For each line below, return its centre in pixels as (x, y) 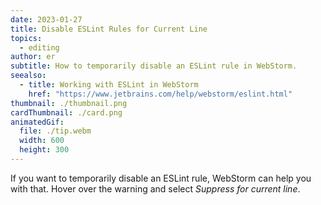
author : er (33, 57)
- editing (39, 47)
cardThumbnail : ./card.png (66, 112)
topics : (26, 38)
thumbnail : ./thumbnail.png (69, 103)
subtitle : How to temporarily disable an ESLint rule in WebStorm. (154, 66)
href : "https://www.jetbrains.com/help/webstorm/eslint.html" (160, 94)
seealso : (28, 76)
